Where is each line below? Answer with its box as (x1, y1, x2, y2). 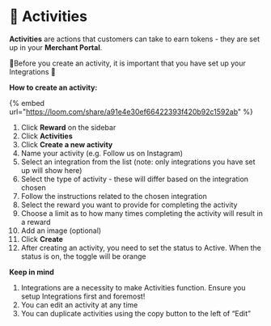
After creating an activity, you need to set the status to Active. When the (20, 243, 261, 252)
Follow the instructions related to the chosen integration (20, 191, 207, 201)
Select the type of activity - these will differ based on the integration (20, 174, 249, 184)
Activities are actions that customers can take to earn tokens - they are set (9, 34, 260, 44)
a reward (20, 217, 51, 227)
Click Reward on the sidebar (20, 122, 116, 132)
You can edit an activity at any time (20, 299, 138, 310)
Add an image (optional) (20, 226, 102, 235)
